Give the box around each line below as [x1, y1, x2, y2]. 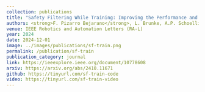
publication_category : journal [6, 54, 86, 60]
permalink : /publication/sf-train [6, 48, 95, 54]
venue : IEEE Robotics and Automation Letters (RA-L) [6, 25, 143, 32]
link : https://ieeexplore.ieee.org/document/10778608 [6, 59, 146, 65]
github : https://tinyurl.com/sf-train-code [6, 71, 119, 77]
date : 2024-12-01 [6, 37, 51, 43]
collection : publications [6, 8, 72, 15]
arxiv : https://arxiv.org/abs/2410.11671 [6, 65, 113, 71]
